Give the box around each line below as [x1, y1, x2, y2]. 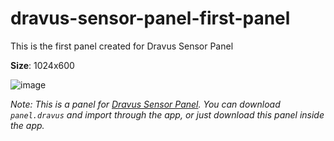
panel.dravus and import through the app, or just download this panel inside [10, 108, 325, 121]
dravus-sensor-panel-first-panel [10, 7, 291, 30]
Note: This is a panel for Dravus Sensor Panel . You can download [10, 98, 281, 110]
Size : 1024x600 [10, 59, 75, 71]
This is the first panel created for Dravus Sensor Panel [10, 40, 234, 52]
